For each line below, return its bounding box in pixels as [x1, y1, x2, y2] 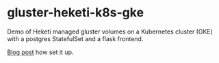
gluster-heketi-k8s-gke [7, 5, 144, 21]
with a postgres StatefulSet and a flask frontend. [7, 34, 144, 42]
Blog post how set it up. [7, 48, 74, 56]
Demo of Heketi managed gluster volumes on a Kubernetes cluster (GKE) [7, 27, 214, 36]
